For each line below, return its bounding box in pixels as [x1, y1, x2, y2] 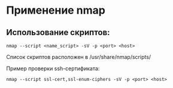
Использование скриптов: [6, 27, 110, 37]
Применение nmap [6, 4, 106, 17]
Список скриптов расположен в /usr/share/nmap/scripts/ [6, 54, 151, 60]
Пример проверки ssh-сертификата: [6, 65, 100, 72]
